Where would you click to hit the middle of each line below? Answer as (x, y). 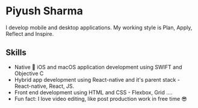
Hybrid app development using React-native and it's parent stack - (97, 79)
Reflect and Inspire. (30, 33)
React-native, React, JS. (44, 86)
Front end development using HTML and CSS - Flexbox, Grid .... (93, 92)
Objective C (29, 73)
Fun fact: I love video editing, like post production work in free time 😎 (101, 98)
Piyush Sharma (45, 11)
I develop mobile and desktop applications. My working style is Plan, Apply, (99, 27)
